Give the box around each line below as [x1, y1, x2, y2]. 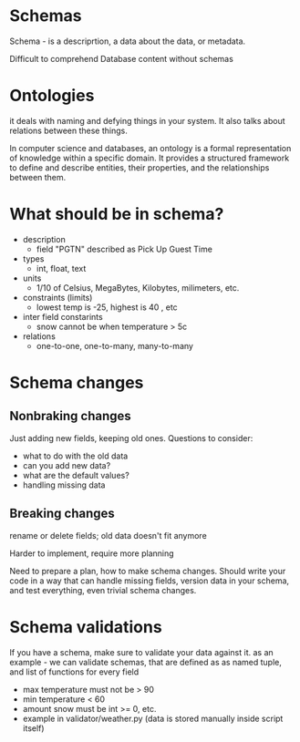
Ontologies [9, 86, 95, 106]
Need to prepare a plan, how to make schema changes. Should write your [9, 565, 286, 576]
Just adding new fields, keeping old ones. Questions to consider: [9, 432, 253, 443]
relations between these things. [9, 125, 128, 136]
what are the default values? [22, 469, 129, 480]
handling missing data [22, 479, 106, 490]
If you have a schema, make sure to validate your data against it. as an [9, 646, 274, 657]
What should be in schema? [9, 204, 224, 224]
